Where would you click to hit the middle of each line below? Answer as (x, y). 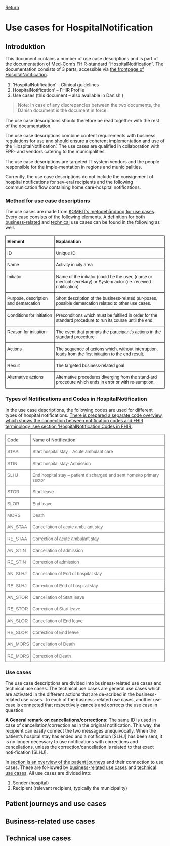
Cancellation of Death (54, 644)
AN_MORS (18, 644)
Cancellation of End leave (58, 621)
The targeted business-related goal (90, 366)
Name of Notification (54, 440)
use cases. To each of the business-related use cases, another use (91, 699)
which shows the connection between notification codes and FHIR (74, 420)
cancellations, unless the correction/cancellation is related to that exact (80, 747)
